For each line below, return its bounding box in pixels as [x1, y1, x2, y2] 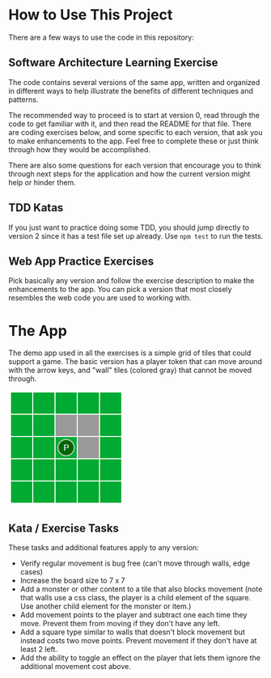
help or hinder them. [8, 177, 77, 187]
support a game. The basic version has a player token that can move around [8, 357, 263, 367]
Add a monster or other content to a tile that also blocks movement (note [19, 584, 263, 594]
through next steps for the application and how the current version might [8, 168, 251, 179]
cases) [19, 567, 43, 577]
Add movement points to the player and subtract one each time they [19, 610, 248, 620]
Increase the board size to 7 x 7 [19, 576, 125, 586]
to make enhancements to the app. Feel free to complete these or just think [8, 136, 259, 146]
